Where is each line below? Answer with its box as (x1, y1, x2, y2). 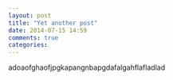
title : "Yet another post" (8, 19, 98, 27)
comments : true (8, 33, 59, 42)
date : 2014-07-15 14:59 (8, 26, 88, 34)
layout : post (8, 11, 52, 20)
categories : (8, 41, 48, 49)
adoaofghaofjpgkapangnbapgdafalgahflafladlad (8, 63, 166, 72)
